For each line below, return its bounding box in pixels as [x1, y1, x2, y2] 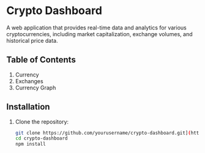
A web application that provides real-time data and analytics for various [6, 24, 187, 31]
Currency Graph [15, 84, 56, 91]
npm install [15, 141, 46, 147]
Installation [6, 102, 50, 112]
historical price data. [6, 37, 58, 44]
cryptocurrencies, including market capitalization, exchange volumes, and [6, 30, 193, 37]
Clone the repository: [15, 118, 69, 125]
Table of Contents [6, 54, 76, 65]
